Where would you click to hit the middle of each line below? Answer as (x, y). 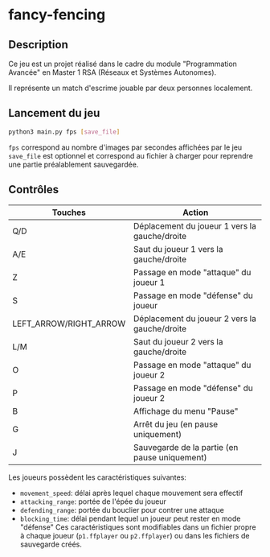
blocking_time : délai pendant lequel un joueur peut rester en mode (130, 518)
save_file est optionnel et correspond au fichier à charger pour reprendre (131, 155)
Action (196, 212)
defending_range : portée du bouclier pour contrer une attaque (122, 510)
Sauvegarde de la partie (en (186, 447)
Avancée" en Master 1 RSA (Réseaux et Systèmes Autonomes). (112, 72)
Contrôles (34, 190)
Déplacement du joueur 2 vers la (195, 318)
